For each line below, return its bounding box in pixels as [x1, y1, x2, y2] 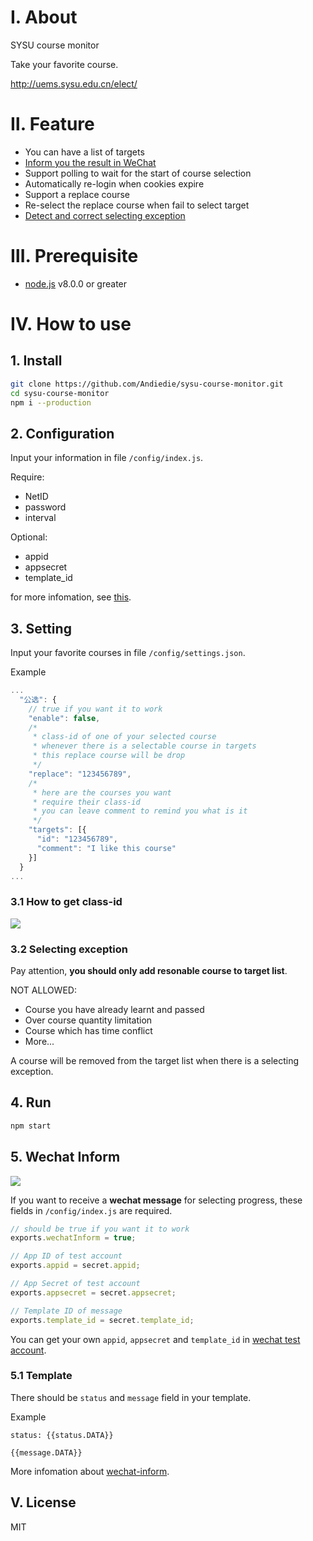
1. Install [10, 352, 63, 370]
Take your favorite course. [10, 58, 119, 70]
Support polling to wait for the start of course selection [24, 167, 252, 179]
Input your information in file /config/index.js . [10, 452, 204, 464]
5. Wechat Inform [10, 1149, 121, 1166]
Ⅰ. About [10, 6, 78, 29]
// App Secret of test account [10, 1279, 141, 1289]
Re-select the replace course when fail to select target [24, 199, 250, 211]
